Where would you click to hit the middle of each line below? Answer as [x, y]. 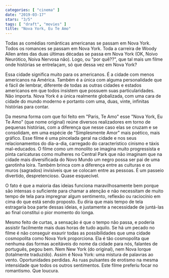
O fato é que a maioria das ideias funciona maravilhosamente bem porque [82, 186]
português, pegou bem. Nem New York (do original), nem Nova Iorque [78, 249]
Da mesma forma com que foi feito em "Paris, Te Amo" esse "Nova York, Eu [84, 116]
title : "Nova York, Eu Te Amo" [38, 29]
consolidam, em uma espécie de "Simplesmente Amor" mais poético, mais [83, 133]
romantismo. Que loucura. [32, 271]
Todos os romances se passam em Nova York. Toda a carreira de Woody [81, 49]
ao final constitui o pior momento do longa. [50, 213]
